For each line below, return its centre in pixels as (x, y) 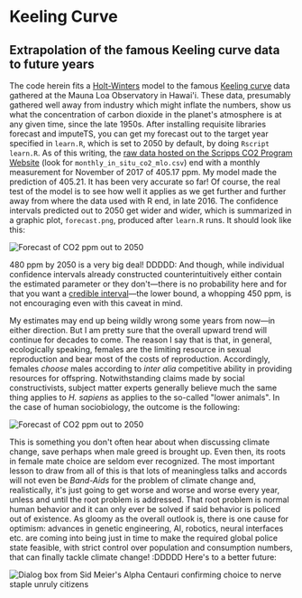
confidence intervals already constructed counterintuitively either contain (146, 274)
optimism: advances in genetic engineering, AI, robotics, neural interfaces (146, 528)
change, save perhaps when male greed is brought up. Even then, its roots (147, 452)
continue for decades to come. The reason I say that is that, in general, (141, 340)
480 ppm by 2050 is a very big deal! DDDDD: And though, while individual (147, 265)
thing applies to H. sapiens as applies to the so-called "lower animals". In (145, 397)
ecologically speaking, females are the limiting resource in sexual (130, 349)
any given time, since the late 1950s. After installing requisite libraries (138, 124)
